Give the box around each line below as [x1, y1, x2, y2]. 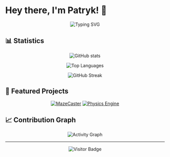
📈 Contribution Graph [5, 115, 76, 124]
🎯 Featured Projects [5, 87, 69, 96]
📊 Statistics [5, 36, 45, 45]
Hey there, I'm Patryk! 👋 [5, 5, 107, 16]
